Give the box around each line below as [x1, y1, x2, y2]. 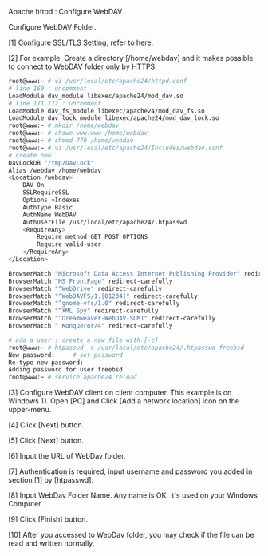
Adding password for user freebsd [8, 366, 124, 374]
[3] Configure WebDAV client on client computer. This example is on [8, 387, 232, 398]
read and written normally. [8, 538, 95, 548]
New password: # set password [8, 351, 124, 359]
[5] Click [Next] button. [8, 435, 84, 446]
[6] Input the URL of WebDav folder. [8, 451, 126, 461]
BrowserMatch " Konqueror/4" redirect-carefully [8, 322, 173, 330]
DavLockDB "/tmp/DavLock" [8, 159, 94, 167]
